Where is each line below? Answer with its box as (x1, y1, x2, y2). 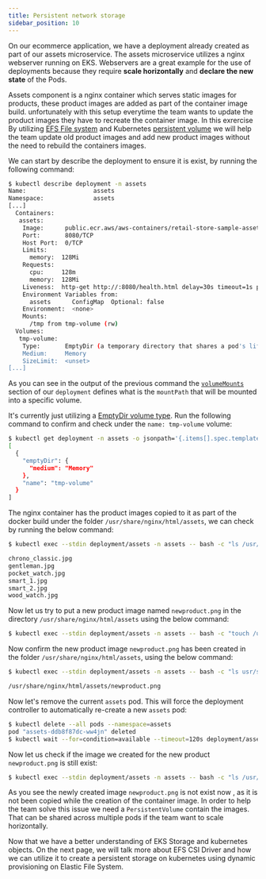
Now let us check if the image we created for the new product (8, 750, 211, 759)
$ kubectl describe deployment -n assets (8, 179, 147, 187)
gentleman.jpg (8, 561, 55, 570)
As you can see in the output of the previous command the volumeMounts (8, 379, 244, 388)
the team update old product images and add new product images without (8, 132, 250, 141)
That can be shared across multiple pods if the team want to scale (8, 813, 224, 823)
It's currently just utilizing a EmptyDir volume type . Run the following (8, 411, 231, 421)
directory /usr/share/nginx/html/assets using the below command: (8, 615, 230, 624)
